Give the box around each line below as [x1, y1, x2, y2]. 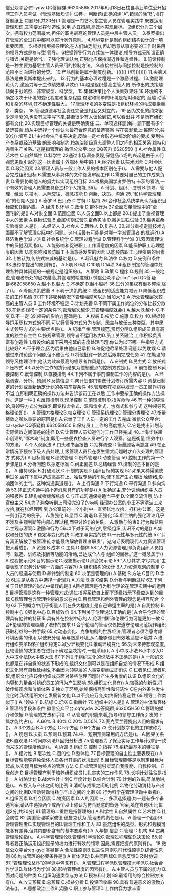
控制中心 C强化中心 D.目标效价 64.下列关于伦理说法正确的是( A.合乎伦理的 [5, 609, 161, 615]
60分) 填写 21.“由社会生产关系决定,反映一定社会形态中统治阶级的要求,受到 [5, 133, 160, 139]
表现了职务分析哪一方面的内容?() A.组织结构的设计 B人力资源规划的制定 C [9, 564, 165, 570]
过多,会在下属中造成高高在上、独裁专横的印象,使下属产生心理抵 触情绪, [9, 474, 159, 480]
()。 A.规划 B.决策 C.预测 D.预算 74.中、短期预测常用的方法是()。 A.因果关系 [5, 731, 165, 737]
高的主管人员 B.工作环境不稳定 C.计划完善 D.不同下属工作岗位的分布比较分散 [5, 300, 166, 306]
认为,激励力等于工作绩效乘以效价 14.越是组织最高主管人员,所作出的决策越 [9, 82, 163, 87]
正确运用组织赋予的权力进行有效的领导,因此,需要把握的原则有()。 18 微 [18, 840, 166, 846]
